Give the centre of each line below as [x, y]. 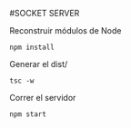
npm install [32, 47]
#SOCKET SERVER [45, 13]
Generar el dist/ [39, 64]
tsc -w [22, 81]
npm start [28, 114]
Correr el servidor [43, 98]
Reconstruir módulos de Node [65, 30]
